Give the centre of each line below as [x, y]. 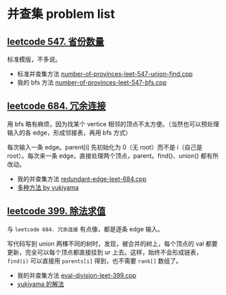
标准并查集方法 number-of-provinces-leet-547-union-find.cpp [105, 74]
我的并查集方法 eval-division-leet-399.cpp [77, 275]
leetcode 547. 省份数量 [56, 42]
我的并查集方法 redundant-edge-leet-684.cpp [81, 178]
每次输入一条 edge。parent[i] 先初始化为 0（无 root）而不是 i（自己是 [105, 147]
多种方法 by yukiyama [48, 187]
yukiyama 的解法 [40, 284]
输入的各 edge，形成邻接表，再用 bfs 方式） [70, 132]
